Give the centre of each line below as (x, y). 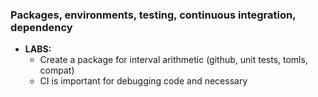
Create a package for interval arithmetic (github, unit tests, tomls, (173, 60)
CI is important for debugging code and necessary (143, 81)
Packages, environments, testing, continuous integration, (153, 15)
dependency (41, 27)
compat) (57, 70)
